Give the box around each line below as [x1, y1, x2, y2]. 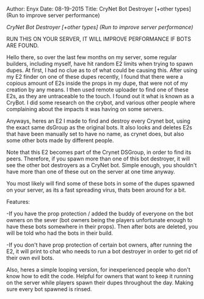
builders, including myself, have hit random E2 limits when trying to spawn [6, 60, 194, 67]
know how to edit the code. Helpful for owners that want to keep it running [6, 273, 194, 279]
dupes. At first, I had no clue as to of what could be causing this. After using [6, 67, 197, 74]
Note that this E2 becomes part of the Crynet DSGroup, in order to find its [6, 149, 191, 156]
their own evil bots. [6, 254, 54, 261]
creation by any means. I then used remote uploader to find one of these [6, 86, 189, 93]
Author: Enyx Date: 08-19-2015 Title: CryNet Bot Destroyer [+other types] [6, 5, 191, 12]
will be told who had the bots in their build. [6, 229, 113, 237]
